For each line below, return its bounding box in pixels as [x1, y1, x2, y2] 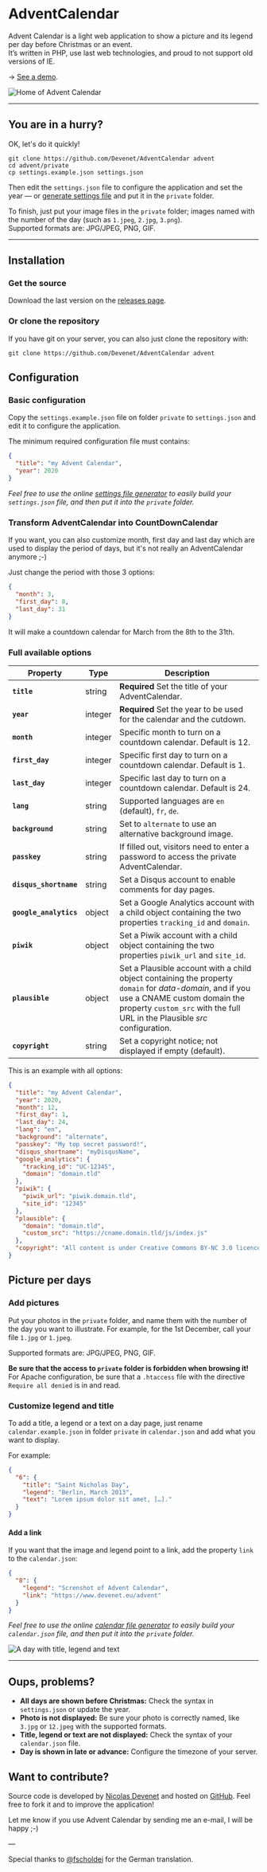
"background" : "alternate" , [15, 1133, 109, 1142]
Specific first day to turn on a [118, 750, 228, 761]
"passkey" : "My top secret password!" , [15, 1140, 148, 1148]
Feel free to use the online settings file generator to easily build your [8, 488, 232, 498]
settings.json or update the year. [19, 1705, 131, 1714]
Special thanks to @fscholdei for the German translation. [8, 1854, 194, 1864]
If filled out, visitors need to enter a [118, 841, 250, 852]
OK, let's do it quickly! [8, 139, 80, 148]
